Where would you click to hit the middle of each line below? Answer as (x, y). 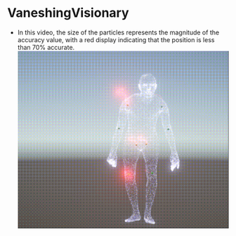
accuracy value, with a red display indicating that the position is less (116, 39)
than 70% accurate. (46, 47)
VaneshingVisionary (68, 13)
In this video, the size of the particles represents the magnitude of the (118, 32)
